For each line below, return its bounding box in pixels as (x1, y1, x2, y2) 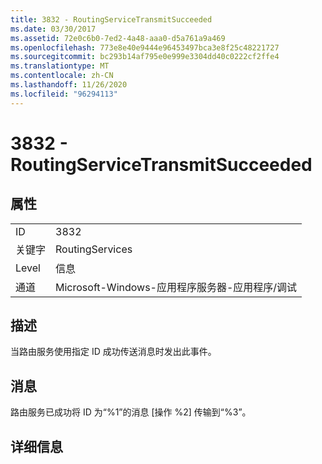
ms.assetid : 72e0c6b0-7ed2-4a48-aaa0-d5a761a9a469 (10, 33, 226, 43)
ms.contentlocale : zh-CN (10, 71, 114, 81)
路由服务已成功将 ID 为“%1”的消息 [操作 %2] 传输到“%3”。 (10, 406, 252, 418)
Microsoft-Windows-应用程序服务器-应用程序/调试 (55, 280, 298, 294)
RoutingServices (55, 242, 133, 256)
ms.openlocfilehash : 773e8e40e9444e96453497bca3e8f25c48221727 (10, 42, 280, 53)
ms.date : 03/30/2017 (10, 24, 97, 34)
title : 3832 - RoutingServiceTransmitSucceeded (10, 14, 213, 25)
